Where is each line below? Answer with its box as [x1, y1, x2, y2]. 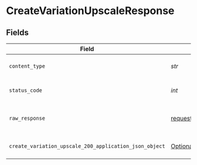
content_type [9, 63, 46, 69]
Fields [6, 28, 29, 38]
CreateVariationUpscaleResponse [6, 4, 175, 18]
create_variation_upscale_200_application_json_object [9, 143, 165, 149]
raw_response [9, 115, 46, 122]
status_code [9, 87, 43, 93]
